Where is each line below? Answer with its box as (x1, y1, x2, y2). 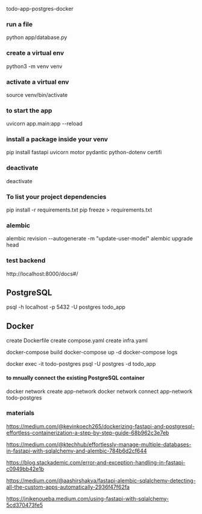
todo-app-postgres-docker (6, 5, 74, 12)
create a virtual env (6, 49, 65, 57)
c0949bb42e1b (6, 465, 44, 472)
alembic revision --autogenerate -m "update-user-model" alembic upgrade (6, 235, 193, 242)
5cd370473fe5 (6, 501, 43, 509)
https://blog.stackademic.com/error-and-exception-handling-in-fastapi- (6, 459, 186, 466)
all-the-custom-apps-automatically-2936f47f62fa (6, 483, 130, 490)
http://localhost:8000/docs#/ (6, 270, 78, 277)
